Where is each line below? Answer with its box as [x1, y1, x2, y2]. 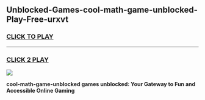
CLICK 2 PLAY [6, 55, 49, 64]
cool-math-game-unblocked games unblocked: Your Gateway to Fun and [6, 80, 196, 87]
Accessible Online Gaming [6, 87, 75, 94]
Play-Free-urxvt [6, 15, 69, 25]
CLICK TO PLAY [6, 33, 54, 41]
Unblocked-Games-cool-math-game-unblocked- [6, 5, 198, 15]
